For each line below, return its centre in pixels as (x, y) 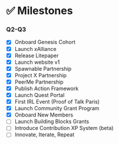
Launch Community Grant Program (57, 108)
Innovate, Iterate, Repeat (44, 135)
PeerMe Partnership (39, 82)
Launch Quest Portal (39, 95)
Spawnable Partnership (43, 68)
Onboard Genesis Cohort (45, 42)
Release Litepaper (37, 55)
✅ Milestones (39, 11)
